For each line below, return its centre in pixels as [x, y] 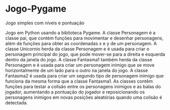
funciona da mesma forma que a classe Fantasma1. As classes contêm [79, 81]
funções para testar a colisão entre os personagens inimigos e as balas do [83, 86]
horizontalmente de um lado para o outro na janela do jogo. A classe [77, 70]
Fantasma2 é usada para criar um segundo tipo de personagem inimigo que [84, 76]
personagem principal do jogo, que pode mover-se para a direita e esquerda [85, 54]
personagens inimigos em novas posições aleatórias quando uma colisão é [84, 97]
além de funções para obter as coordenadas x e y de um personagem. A [81, 43]
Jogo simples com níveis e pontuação [45, 23]
